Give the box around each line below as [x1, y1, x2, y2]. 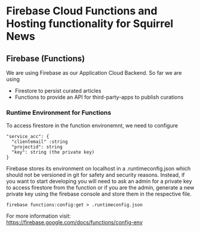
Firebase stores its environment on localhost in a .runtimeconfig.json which [6, 165, 191, 172]
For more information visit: [6, 212, 71, 219]
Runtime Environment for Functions [6, 108, 112, 117]
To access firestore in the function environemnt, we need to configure [6, 122, 178, 129]
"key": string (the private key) [11, 149, 95, 155]
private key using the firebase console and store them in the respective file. [6, 190, 192, 198]
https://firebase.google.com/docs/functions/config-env [6, 219, 143, 226]
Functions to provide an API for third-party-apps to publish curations [14, 94, 184, 100]
